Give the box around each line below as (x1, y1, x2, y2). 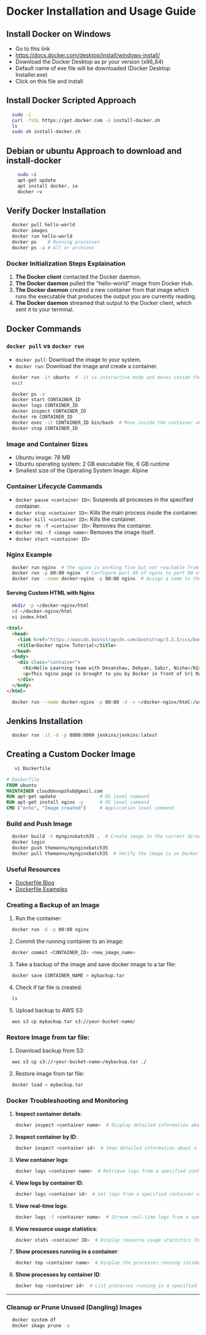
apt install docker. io (17, 183, 78, 189)
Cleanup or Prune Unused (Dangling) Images (6, 1303, 142, 1312)
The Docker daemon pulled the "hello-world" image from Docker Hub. (15, 280, 194, 287)
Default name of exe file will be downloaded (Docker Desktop (15, 64, 170, 72)
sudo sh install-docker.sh (12, 129, 81, 135)
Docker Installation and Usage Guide (6, 4, 196, 18)
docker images (12, 228, 48, 234)
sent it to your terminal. (15, 306, 74, 314)
